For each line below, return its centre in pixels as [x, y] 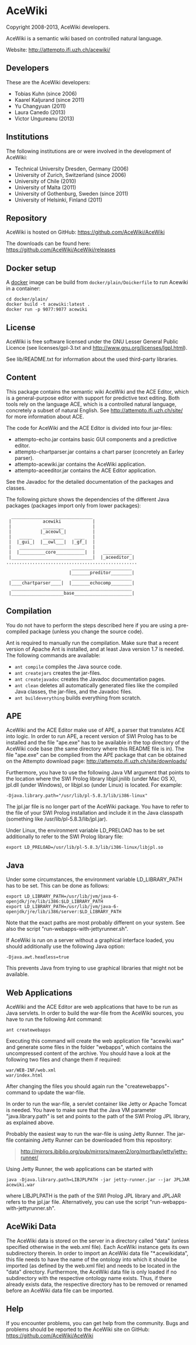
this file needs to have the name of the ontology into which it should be [92, 1259]
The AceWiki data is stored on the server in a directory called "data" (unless [97, 1241]
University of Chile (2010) [45, 181]
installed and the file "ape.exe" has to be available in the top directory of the [98, 743]
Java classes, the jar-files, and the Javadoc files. [73, 691]
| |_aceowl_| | [52, 531]
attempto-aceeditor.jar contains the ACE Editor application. [85, 470]
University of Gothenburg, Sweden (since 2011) [71, 193]
